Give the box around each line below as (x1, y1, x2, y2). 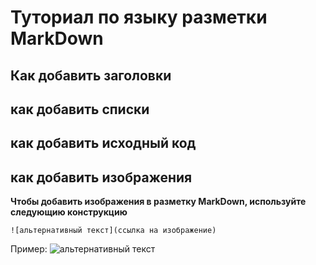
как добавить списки (10, 101, 150, 118)
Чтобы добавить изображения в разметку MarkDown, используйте (10, 196, 307, 208)
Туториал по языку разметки (10, 6, 268, 29)
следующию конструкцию (10, 206, 128, 218)
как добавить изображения (10, 169, 193, 186)
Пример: (10, 243, 48, 255)
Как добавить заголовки (10, 67, 172, 84)
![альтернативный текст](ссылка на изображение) (10, 226, 217, 236)
